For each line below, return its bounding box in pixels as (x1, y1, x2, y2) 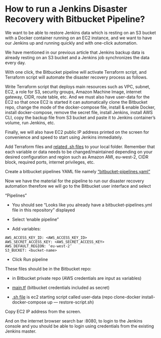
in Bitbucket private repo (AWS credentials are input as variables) (12, 275, 142, 281)
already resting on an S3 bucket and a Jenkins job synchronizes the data (5, 54, 150, 60)
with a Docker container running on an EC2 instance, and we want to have (5, 35, 152, 41)
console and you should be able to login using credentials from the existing (5, 323, 154, 329)
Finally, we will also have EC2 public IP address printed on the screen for (5, 129, 149, 135)
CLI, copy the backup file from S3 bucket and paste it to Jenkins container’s (5, 114, 156, 120)
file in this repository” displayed (12, 207, 75, 213)
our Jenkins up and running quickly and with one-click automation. (5, 40, 138, 46)
